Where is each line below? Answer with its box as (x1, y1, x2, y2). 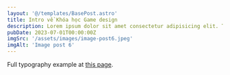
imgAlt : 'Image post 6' (7, 42, 75, 48)
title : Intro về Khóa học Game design (7, 16, 118, 23)
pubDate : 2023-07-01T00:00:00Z (7, 29, 97, 36)
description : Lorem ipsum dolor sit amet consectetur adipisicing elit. (7, 22, 219, 29)
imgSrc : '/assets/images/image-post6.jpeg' (7, 35, 133, 42)
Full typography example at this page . (7, 61, 114, 68)
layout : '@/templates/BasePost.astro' (7, 10, 118, 17)
